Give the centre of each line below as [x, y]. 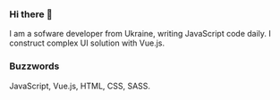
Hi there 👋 [31, 14]
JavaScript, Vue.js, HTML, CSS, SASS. [80, 86]
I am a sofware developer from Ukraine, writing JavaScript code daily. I [140, 34]
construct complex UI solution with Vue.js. [87, 43]
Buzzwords [34, 66]
